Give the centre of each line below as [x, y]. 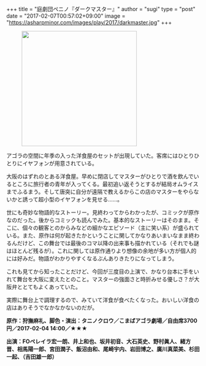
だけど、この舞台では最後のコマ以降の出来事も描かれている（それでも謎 [108, 243]
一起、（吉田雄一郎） [32, 357]
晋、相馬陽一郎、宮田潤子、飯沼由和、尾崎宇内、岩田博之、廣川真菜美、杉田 [103, 349]
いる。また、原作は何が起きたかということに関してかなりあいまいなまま [97, 236]
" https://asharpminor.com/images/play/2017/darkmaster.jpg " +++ [89, 22]
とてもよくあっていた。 [52, 287]
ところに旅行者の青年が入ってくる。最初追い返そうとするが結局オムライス [105, 184]
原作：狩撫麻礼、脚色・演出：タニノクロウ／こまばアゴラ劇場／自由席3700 [102, 321]
